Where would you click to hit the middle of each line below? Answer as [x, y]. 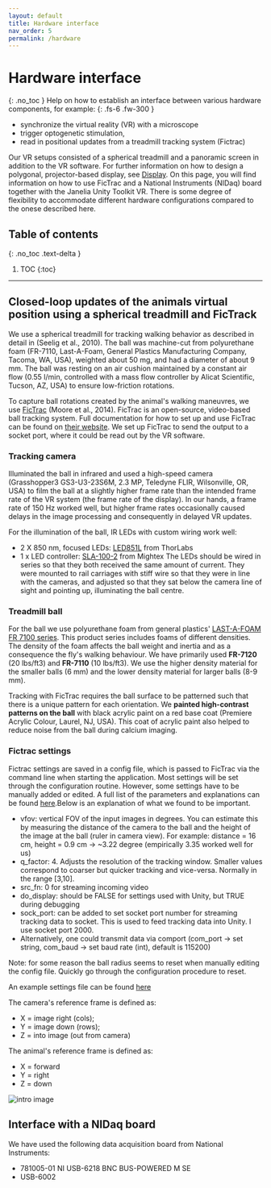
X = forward [40, 1066]
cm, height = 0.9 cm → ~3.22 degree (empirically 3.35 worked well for [137, 844]
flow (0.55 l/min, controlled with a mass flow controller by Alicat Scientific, [132, 376]
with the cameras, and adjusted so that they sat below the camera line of [141, 582]
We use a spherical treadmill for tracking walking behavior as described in [131, 334]
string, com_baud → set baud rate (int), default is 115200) [115, 947]
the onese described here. [52, 209]
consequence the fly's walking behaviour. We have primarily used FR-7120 [133, 654]
